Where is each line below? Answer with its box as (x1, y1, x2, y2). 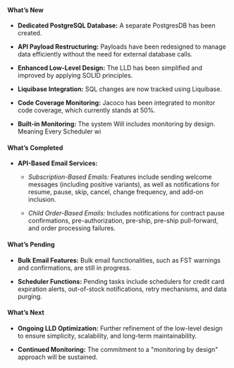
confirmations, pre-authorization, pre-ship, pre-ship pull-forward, (27, 216, 218, 225)
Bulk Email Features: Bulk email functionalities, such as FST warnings (17, 256, 221, 264)
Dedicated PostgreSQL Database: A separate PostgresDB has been (17, 21, 216, 30)
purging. (17, 292, 42, 300)
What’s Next (7, 308, 44, 317)
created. (17, 29, 42, 37)
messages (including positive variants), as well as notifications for (27, 180, 220, 189)
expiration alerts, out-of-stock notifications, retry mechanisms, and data (17, 285, 227, 293)
